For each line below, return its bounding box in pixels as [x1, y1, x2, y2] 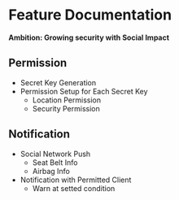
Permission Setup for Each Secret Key [20, 86, 148, 96]
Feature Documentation [8, 6, 172, 24]
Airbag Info [32, 166, 71, 176]
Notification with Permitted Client [20, 175, 132, 185]
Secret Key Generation [20, 77, 97, 87]
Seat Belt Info [32, 157, 78, 167]
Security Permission [32, 103, 100, 113]
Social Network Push [20, 149, 91, 159]
